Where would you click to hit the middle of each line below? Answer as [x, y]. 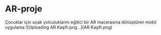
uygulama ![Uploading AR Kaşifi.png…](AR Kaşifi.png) [59, 27]
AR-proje [24, 9]
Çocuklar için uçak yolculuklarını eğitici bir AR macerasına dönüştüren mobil [81, 22]
